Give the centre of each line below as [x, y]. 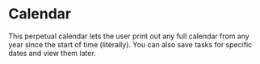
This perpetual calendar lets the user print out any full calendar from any [129, 36]
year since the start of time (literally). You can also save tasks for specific [130, 44]
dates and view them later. [52, 53]
